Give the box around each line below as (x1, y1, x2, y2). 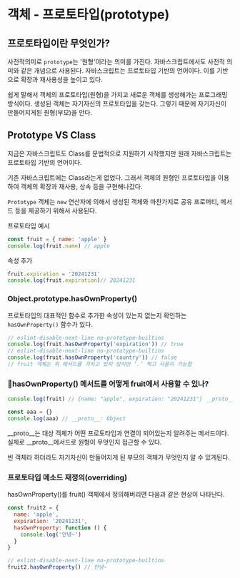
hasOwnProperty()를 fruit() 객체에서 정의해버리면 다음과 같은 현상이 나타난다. (7, 490, 225, 499)
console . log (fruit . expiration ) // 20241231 (7, 277, 136, 284)
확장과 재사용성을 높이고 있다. (20, 76, 103, 83)
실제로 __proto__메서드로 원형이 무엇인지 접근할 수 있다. (7, 437, 162, 446)
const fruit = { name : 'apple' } (7, 235, 107, 243)
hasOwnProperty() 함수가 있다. (7, 320, 93, 328)
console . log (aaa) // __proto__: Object (7, 415, 126, 422)
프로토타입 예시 (7, 221, 50, 230)
